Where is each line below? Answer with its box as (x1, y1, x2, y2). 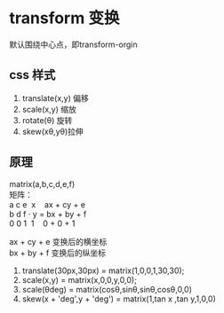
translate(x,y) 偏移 (21, 92, 89, 103)
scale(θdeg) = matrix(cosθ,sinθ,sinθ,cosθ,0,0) (21, 284, 193, 294)
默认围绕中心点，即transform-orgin (9, 39, 138, 50)
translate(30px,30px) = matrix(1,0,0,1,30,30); (21, 265, 185, 276)
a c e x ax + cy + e (9, 199, 86, 209)
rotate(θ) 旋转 (21, 114, 73, 125)
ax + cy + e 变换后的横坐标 (9, 236, 108, 246)
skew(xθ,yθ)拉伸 (21, 126, 84, 137)
